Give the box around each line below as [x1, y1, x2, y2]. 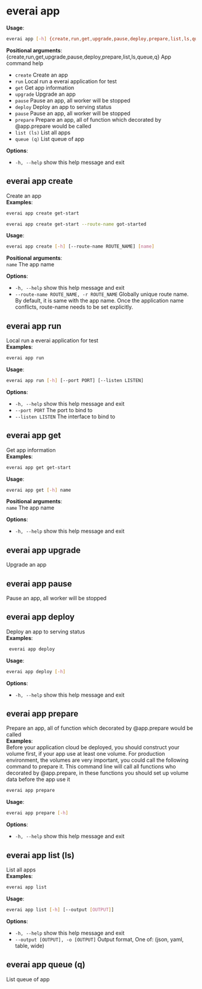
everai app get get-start [6, 464, 71, 471]
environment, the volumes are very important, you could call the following [6, 756, 189, 764]
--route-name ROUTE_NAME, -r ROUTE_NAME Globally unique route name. [14, 290, 189, 298]
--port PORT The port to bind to [14, 406, 93, 413]
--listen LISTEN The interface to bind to [14, 413, 115, 420]
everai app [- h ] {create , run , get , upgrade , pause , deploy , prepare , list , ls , [6, 36, 192, 42]
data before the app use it [6, 776, 70, 783]
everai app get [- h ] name [6, 487, 71, 493]
